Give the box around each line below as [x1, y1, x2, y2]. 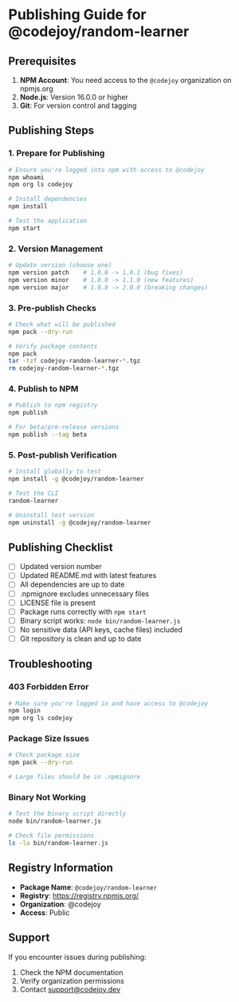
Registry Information [8, 861, 114, 874]
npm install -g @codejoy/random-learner [8, 475, 145, 483]
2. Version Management [8, 243, 104, 254]
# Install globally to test [8, 468, 102, 476]
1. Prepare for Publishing [8, 147, 105, 159]
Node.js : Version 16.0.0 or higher [19, 92, 129, 101]
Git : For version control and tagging [19, 101, 137, 110]
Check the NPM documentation [19, 967, 123, 977]
